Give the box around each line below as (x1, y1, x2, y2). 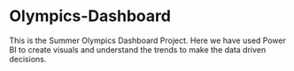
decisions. (9, 53, 47, 64)
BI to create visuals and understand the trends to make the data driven (9, 44, 267, 54)
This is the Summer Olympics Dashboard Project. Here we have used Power (9, 35, 286, 46)
